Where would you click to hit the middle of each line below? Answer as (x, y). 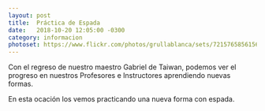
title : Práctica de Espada (54, 23)
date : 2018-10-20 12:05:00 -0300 (67, 30)
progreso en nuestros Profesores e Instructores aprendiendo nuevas (119, 76)
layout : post (30, 15)
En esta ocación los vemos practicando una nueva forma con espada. (121, 99)
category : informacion (45, 37)
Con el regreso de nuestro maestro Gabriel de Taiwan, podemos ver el (122, 67)
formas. (21, 84)
